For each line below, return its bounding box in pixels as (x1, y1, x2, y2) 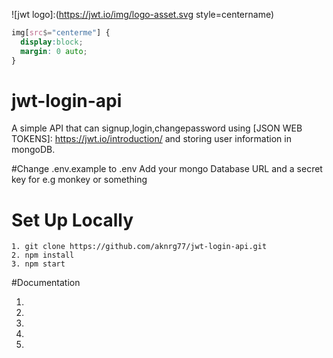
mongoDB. (11, 144, 56, 156)
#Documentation (11, 277, 81, 289)
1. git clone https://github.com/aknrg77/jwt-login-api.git (11, 242, 268, 252)
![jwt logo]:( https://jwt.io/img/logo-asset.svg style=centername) (11, 9, 275, 20)
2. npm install (11, 250, 75, 261)
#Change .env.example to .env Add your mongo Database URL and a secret (11, 163, 323, 175)
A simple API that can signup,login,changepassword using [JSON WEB (11, 122, 303, 134)
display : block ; (20, 37, 84, 47)
